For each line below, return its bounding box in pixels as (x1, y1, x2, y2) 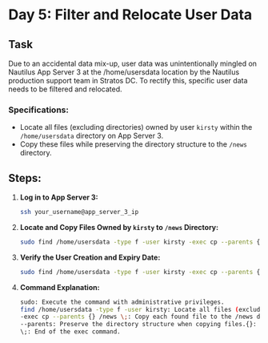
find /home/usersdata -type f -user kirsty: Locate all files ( (19, 305, 239, 313)
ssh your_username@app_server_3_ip (19, 208, 139, 216)
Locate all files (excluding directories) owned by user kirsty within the (19, 123, 253, 132)
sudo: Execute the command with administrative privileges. (19, 298, 225, 306)
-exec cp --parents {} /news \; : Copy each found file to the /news (19, 313, 254, 321)
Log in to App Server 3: (19, 192, 98, 202)
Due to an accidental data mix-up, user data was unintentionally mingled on (8, 59, 258, 68)
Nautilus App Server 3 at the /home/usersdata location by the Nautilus (8, 67, 240, 77)
